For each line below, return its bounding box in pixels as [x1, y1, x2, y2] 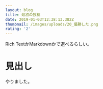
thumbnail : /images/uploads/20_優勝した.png [5, 21, 98, 27]
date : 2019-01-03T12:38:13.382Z [5, 17, 74, 22]
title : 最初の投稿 [5, 12, 41, 17]
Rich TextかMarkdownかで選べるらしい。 [5, 41, 92, 47]
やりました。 [5, 78, 32, 84]
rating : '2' [5, 26, 31, 32]
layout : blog [5, 7, 33, 13]
